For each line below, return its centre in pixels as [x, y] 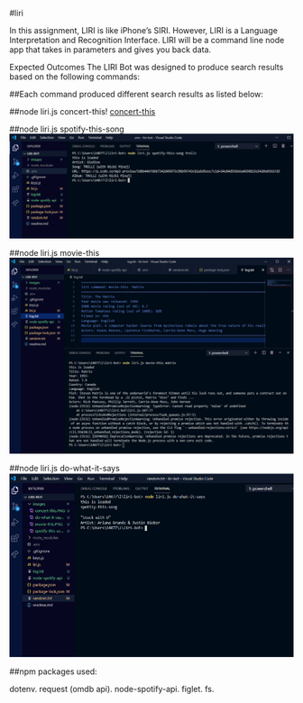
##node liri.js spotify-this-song [67, 129]
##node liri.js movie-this [55, 252]
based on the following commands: [74, 77]
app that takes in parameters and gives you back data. [110, 50]
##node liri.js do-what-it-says [64, 469]
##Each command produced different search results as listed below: [137, 94]
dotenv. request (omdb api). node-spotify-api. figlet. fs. [112, 689]
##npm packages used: [53, 671]
